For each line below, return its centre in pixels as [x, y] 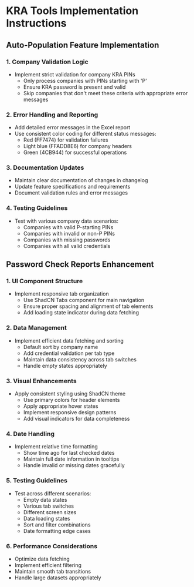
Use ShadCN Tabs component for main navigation [84, 300]
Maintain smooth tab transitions [53, 571]
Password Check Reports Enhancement [80, 265]
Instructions [36, 23]
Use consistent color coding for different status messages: [85, 134]
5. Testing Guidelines [37, 481]
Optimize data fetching [42, 559]
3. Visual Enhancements [42, 381]
